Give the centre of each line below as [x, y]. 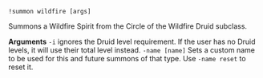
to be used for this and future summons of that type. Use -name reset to [127, 58]
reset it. [21, 67]
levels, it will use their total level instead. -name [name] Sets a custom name [131, 50]
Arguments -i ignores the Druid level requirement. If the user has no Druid [132, 41]
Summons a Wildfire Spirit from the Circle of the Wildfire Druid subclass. [127, 26]
